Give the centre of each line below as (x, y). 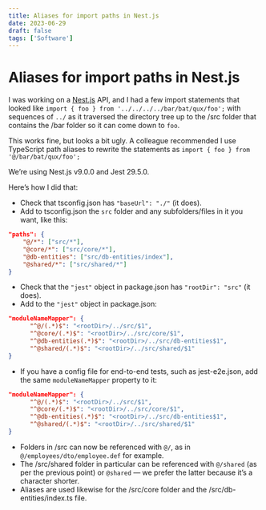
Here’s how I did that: (43, 187)
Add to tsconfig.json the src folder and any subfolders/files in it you (131, 211)
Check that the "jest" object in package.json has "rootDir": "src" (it (135, 287)
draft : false (30, 30)
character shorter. (50, 480)
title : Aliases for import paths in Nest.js (84, 16)
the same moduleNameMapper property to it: (89, 379)
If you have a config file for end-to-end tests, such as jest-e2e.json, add (139, 371)
